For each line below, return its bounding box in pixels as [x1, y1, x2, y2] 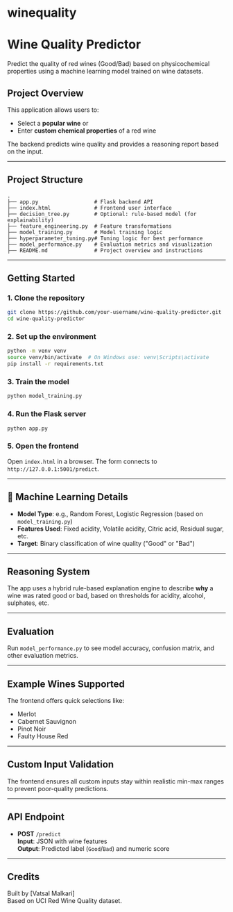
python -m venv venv [7, 347, 67, 355]
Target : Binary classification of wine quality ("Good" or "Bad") [17, 539, 196, 547]
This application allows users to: [7, 106, 99, 114]
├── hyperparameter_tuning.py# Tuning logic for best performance [7, 235, 203, 242]
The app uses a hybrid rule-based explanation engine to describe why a [7, 584, 214, 592]
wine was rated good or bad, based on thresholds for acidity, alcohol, [7, 592, 206, 600]
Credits [7, 871, 40, 883]
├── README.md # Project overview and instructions [7, 247, 203, 254]
